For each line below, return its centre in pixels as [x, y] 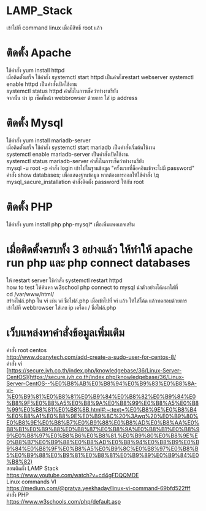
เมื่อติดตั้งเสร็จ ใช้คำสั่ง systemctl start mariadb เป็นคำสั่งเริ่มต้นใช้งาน [81, 147]
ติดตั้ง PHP [30, 207]
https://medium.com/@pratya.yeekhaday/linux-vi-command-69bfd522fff [99, 488]
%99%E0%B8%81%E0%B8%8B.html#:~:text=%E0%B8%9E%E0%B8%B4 [102, 409]
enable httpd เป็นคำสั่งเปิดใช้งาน [42, 84]
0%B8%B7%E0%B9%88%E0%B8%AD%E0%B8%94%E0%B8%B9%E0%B [103, 442]
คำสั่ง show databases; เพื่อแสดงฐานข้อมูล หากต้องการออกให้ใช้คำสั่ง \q [83, 175]
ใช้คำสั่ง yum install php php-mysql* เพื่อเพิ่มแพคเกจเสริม [71, 224]
